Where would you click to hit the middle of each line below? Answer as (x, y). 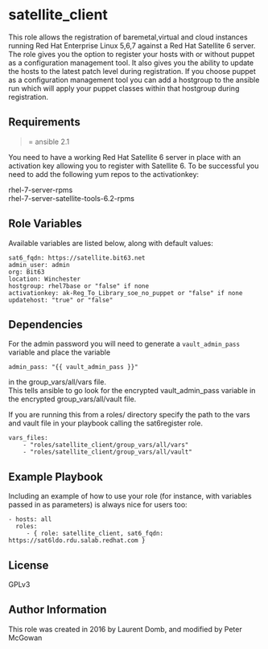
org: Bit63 (27, 272)
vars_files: (28, 438)
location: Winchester (45, 279)
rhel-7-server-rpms (41, 190)
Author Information (58, 610)
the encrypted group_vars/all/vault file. (72, 399)
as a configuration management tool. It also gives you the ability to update (131, 63)
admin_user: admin (39, 265)
